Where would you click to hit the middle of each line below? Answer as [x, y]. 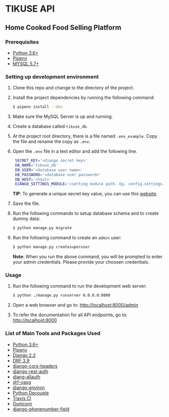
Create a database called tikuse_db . [50, 127]
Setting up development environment [52, 76]
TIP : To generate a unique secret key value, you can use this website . [85, 194]
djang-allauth [26, 377]
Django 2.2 [24, 355]
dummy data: [26, 219]
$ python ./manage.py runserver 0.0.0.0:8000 [61, 296]
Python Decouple [31, 393]
